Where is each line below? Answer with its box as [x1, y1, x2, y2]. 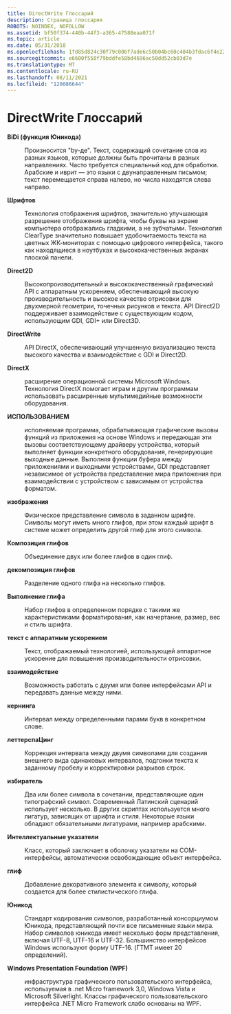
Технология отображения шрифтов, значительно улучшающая [24, 209, 208, 218]
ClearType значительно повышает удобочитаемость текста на [24, 231, 207, 240]
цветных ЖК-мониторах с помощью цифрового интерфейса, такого [24, 239, 223, 247]
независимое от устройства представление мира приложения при [24, 469, 221, 478]
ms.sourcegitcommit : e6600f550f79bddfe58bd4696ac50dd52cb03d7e [7, 55, 192, 62]
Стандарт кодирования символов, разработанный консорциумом [24, 914, 219, 922]
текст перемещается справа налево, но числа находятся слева [24, 176, 211, 184]
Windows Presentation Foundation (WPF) [7, 964, 129, 973]
